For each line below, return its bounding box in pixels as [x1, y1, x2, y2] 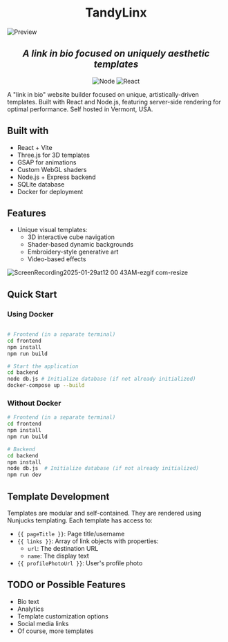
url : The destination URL [27, 545, 99, 553]
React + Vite [17, 143, 53, 151]
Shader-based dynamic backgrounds [27, 240, 133, 249]
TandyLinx [85, 5, 147, 21]
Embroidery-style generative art [27, 247, 119, 256]
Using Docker [7, 309, 54, 319]
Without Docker [7, 398, 61, 408]
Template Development [7, 491, 110, 502]
